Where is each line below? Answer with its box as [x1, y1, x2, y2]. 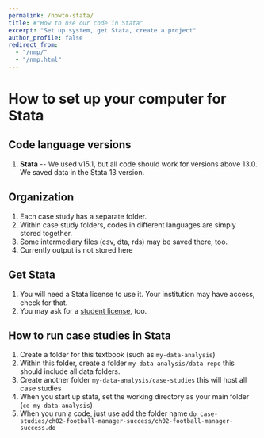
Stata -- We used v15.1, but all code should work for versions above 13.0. [19, 159, 258, 169]
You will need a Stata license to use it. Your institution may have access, [19, 289, 255, 299]
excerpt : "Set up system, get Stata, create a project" [8, 26, 197, 34]
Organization [8, 191, 74, 204]
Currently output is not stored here [19, 245, 133, 254]
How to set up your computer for [8, 90, 227, 108]
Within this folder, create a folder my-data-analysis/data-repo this [19, 358, 235, 368]
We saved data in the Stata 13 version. [19, 167, 145, 177]
